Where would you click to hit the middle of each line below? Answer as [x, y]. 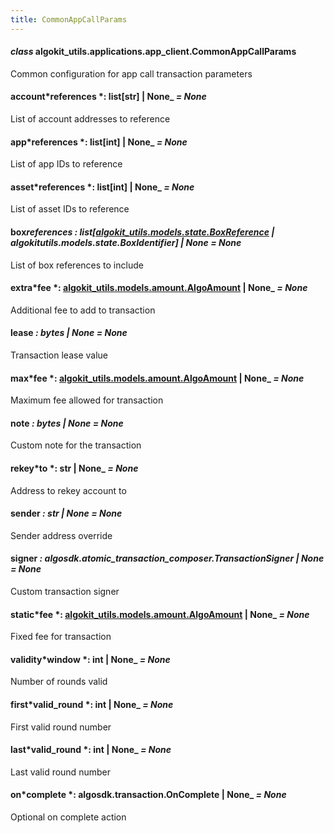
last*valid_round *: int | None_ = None [91, 750]
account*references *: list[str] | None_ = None [108, 97]
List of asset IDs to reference [70, 209]
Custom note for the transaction [76, 445]
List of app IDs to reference [66, 164]
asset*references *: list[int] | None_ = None [102, 187]
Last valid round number [60, 772]
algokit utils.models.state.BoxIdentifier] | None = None [126, 243]
